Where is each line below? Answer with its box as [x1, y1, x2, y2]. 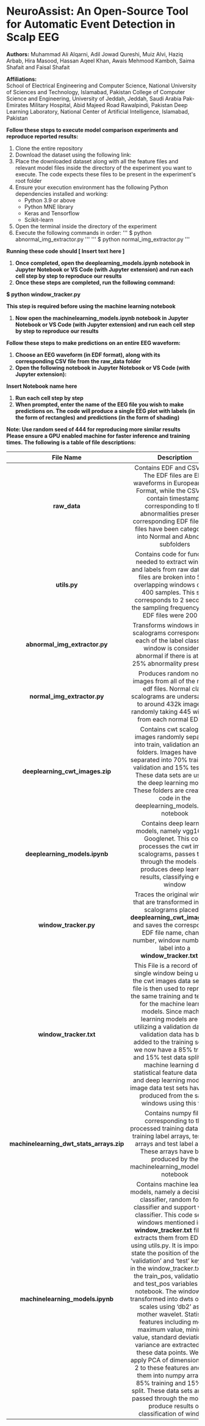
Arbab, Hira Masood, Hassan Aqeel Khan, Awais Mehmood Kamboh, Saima [6, 57, 195, 64]
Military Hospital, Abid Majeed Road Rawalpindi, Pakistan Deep [29, 101, 188, 108]
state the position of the [131, 1249, 200, 1257]
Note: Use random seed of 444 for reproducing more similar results [6, 425, 181, 433]
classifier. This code [135, 1210, 193, 1219]
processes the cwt [138, 842, 192, 850]
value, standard [132, 1332, 177, 1341]
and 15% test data [133, 1053, 187, 1061]
